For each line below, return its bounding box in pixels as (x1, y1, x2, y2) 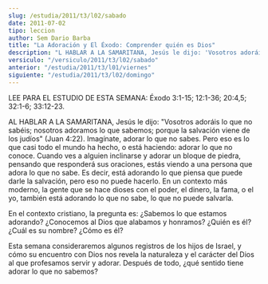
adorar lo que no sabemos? (8, 266, 98, 276)
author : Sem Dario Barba (8, 34, 91, 42)
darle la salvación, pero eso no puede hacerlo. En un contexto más (8, 176, 228, 186)
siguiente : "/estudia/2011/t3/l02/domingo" (8, 71, 156, 79)
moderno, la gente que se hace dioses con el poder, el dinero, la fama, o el (8, 184, 254, 194)
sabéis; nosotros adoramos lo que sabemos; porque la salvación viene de (8, 125, 250, 135)
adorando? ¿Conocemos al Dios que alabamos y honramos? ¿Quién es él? (8, 217, 252, 227)
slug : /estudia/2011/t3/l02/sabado (8, 11, 127, 20)
